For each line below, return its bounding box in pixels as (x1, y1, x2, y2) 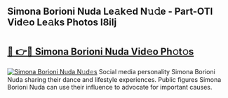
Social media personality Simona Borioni (98, 68, 215, 76)
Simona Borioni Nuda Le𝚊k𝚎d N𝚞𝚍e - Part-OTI (7, 6, 213, 17)
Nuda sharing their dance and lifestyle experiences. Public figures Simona (7, 76, 222, 83)
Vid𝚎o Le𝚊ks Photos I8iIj (7, 17, 117, 29)
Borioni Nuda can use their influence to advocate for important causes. (7, 83, 213, 91)
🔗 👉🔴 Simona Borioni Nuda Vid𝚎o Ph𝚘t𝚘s (7, 45, 194, 57)
